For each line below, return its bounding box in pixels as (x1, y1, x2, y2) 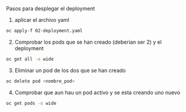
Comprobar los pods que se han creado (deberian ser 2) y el (14, 38, 162, 45)
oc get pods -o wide (6, 100, 57, 106)
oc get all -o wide (6, 56, 54, 62)
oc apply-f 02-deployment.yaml (6, 28, 83, 34)
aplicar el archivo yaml (14, 17, 69, 23)
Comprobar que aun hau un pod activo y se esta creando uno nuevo (14, 88, 181, 96)
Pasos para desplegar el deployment (6, 5, 95, 12)
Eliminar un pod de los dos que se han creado (14, 67, 126, 74)
